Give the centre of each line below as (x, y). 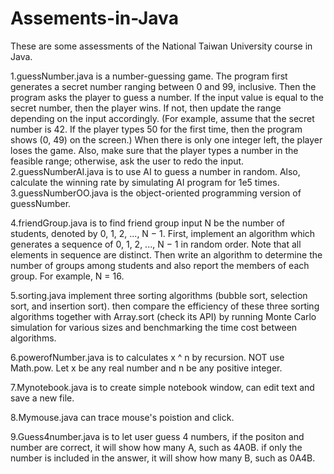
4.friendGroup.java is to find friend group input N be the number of (148, 223)
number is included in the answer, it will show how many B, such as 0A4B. (163, 458)
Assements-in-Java (94, 18)
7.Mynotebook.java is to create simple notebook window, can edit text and (162, 387)
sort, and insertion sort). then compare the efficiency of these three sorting (165, 306)
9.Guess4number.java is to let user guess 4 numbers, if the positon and (157, 436)
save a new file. (42, 398)
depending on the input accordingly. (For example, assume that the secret (162, 118)
